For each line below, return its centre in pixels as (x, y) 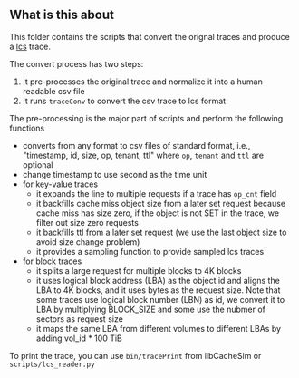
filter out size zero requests (87, 222)
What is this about (62, 15)
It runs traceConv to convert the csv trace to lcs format (124, 101)
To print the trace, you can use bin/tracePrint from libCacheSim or (135, 355)
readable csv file (53, 91)
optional (38, 165)
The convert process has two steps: (77, 63)
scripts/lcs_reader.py (52, 364)
